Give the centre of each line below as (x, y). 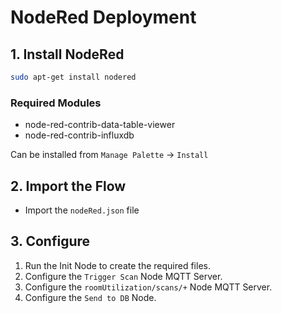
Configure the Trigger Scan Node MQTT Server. (123, 276)
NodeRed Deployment (103, 17)
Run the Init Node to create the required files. (117, 265)
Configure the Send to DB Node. (90, 297)
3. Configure (50, 241)
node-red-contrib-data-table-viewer (100, 125)
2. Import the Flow (68, 186)
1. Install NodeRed (67, 54)
